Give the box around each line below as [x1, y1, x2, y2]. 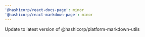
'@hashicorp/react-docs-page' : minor [5, 7, 84, 13]
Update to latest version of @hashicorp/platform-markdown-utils [5, 26, 140, 32]
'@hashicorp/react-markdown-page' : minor [5, 12, 93, 17]
